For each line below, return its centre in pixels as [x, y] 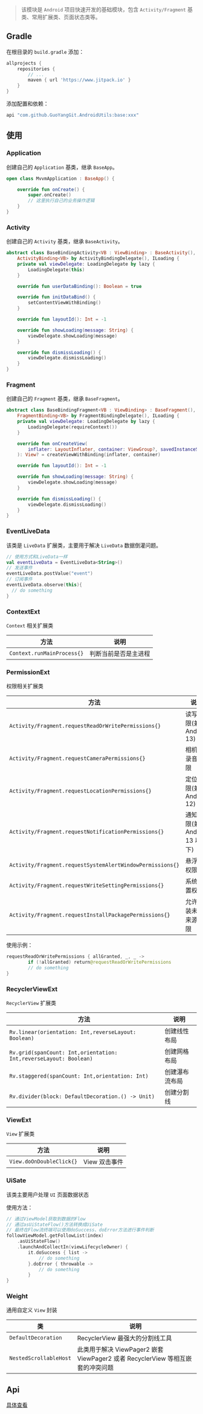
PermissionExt [28, 672]
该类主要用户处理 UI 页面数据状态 [48, 1194]
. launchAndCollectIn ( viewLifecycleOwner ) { [73, 1247]
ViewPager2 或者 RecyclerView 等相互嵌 [134, 1359]
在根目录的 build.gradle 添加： [45, 51]
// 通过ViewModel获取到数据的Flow [46, 1219]
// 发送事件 [20, 568]
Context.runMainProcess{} [47, 653]
